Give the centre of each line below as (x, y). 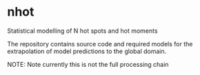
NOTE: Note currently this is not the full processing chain (88, 64)
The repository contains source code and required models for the (100, 44)
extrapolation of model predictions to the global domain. (87, 51)
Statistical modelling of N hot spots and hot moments (82, 31)
